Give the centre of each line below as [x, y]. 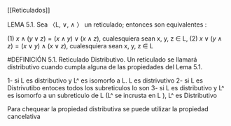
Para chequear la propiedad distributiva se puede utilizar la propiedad [108, 109]
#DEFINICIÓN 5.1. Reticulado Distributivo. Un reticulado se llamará [102, 59]
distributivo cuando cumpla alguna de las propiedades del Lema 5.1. [105, 67]
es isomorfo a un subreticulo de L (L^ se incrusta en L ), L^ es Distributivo [112, 95]
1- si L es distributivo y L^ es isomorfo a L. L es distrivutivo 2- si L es [105, 80]
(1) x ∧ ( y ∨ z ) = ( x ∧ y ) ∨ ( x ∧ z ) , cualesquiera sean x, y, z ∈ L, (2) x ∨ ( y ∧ [115, 38]
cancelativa [24, 116]
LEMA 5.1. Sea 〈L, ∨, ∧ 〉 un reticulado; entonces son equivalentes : [107, 24]
